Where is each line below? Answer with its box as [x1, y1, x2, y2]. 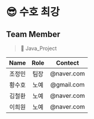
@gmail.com [50, 81, 85, 88]
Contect [55, 59, 79, 67]
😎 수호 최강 [6, 5, 60, 19]
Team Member [6, 29, 61, 39]
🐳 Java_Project [20, 45, 57, 52]
